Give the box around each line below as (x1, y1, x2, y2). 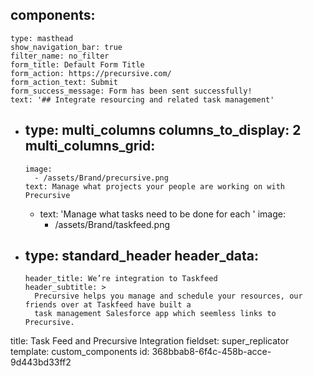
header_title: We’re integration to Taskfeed (24, 274, 218, 284)
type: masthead (10, 33, 74, 43)
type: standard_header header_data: (24, 248, 259, 265)
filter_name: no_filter (10, 51, 110, 61)
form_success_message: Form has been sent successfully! (10, 86, 253, 96)
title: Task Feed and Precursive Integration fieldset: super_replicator (10, 335, 290, 347)
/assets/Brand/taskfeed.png (54, 218, 171, 230)
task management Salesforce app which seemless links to (34, 309, 277, 319)
